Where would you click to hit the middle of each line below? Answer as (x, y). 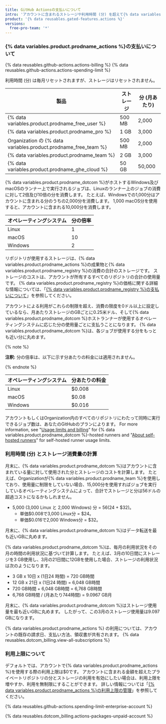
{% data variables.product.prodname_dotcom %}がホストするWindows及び (82, 182)
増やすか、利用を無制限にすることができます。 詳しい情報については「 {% (80, 684)
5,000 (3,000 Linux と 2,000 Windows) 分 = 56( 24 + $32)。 (73, 507)
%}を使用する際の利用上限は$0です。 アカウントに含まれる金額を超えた (79, 672)
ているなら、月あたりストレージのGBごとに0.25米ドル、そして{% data (77, 312)
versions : (15, 24)
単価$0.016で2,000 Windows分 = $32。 (60, 520)
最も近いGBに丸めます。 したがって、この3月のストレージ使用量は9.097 (87, 611)
